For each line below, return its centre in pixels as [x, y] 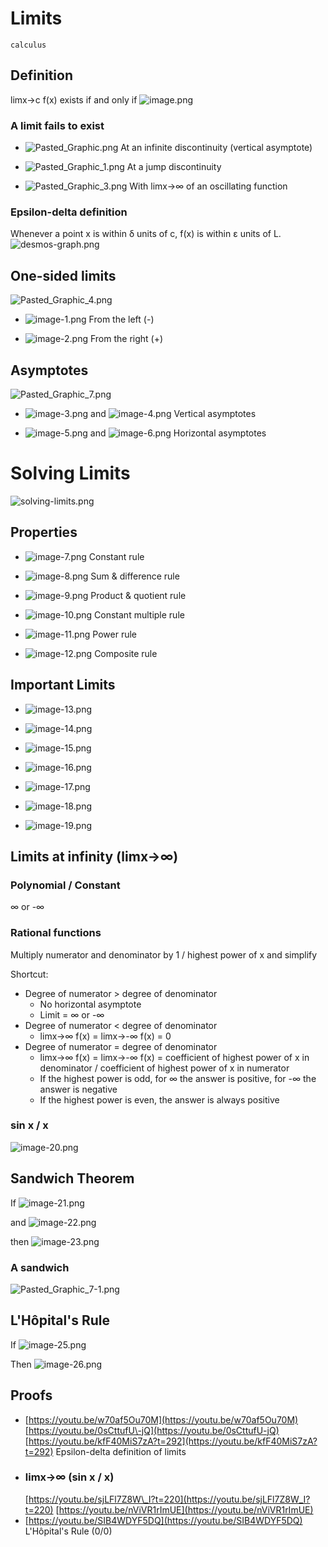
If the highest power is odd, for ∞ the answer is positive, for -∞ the [178, 1078]
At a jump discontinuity [174, 167]
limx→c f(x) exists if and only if [74, 99]
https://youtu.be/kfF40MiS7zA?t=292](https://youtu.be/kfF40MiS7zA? [173, 1441]
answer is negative [78, 1089]
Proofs [31, 1395]
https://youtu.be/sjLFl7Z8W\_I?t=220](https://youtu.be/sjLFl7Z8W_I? [169, 1499]
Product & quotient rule [138, 595]
